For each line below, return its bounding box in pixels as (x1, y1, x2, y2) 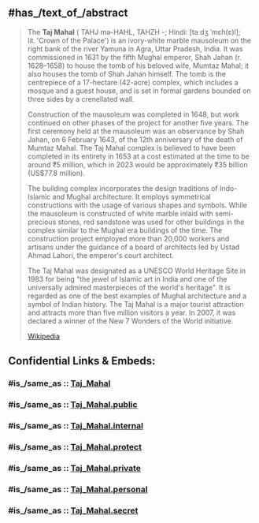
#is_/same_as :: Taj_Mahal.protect (8, 441, 142, 452)
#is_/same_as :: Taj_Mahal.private (8, 462, 142, 473)
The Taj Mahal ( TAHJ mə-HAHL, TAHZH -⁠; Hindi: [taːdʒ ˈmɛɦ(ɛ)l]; (27, 27, 242, 36)
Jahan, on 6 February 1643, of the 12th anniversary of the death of (27, 134, 243, 144)
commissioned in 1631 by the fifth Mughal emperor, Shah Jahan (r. (27, 52, 242, 62)
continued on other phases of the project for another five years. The (27, 118, 250, 127)
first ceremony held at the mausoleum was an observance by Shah (27, 126, 245, 136)
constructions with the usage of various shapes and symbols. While (27, 200, 248, 210)
